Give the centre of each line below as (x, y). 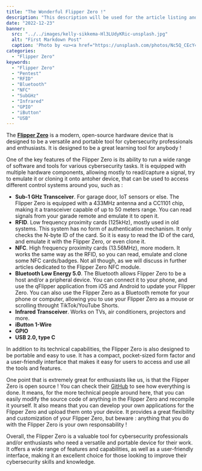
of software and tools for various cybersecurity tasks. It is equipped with (96, 166)
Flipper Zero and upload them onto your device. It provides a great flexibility (100, 412)
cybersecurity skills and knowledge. (51, 462)
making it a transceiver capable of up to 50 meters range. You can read (103, 210)
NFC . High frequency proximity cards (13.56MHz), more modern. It (97, 248)
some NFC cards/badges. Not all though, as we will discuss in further (101, 261)
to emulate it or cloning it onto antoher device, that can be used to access (97, 179)
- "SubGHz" (25, 96)
